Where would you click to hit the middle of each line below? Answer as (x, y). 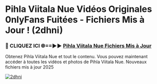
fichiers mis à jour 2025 (29, 67)
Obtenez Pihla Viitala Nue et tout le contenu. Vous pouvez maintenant (77, 57)
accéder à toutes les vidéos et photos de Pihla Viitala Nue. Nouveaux (76, 62)
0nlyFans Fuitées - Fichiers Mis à (75, 20)
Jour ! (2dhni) (34, 30)
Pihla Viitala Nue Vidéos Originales (78, 9)
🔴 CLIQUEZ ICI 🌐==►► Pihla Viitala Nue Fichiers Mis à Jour (78, 46)
